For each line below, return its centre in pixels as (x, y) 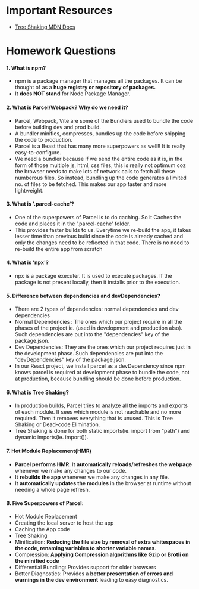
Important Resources (59, 10)
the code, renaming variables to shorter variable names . (85, 548)
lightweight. (29, 190)
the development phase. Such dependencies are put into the (89, 354)
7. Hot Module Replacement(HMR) (49, 451)
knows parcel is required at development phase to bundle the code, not (102, 373)
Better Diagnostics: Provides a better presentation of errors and (94, 573)
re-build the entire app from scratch (59, 249)
